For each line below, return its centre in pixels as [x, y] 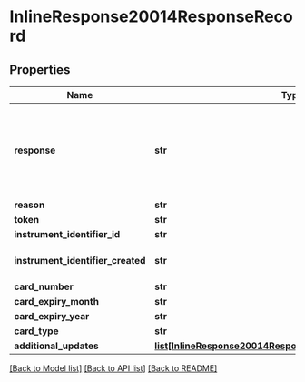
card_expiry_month [57, 302]
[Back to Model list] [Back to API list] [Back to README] [113, 368]
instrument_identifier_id [67, 234]
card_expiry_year [52, 316]
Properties [40, 70]
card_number [44, 286]
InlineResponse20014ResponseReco [151, 17]
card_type [36, 331]
